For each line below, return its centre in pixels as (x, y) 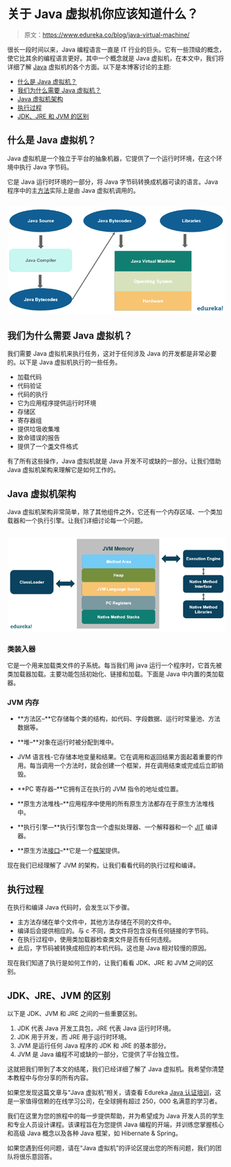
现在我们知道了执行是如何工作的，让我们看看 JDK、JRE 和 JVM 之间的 (107, 963)
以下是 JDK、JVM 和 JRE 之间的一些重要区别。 (74, 1013)
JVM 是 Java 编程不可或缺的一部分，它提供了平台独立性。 (100, 1054)
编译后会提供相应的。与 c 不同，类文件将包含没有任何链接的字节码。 (114, 931)
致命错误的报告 (38, 438)
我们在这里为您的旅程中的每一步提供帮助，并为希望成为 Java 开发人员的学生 (116, 1116)
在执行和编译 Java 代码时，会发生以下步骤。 (70, 908)
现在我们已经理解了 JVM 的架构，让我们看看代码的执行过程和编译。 (103, 865)
